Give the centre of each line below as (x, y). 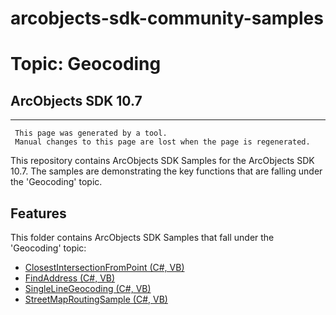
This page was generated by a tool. (91, 133)
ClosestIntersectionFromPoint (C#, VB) (104, 267)
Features (38, 213)
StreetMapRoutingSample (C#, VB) (96, 299)
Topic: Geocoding (86, 64)
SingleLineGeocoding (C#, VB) (88, 288)
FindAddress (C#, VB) (70, 278)
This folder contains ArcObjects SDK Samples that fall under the (142, 237)
